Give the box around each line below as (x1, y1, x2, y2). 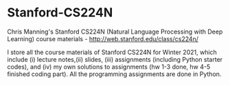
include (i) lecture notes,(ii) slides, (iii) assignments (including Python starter (7, 55, 223, 63)
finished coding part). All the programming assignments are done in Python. (7, 70, 222, 78)
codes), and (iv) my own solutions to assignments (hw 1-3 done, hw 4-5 (7, 62, 211, 71)
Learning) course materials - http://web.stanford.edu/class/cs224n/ (7, 34, 199, 42)
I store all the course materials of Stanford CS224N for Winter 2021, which (7, 48, 218, 56)
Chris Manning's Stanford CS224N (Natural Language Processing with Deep (7, 27, 223, 36)
